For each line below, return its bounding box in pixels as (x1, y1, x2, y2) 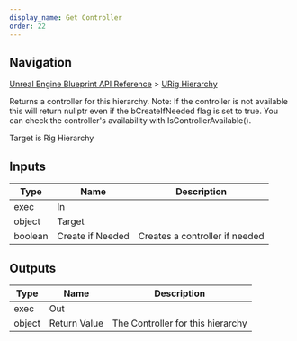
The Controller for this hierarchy (112, 317, 247, 329)
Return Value (49, 317, 103, 329)
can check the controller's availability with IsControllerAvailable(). (9, 115, 252, 126)
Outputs (9, 260, 57, 275)
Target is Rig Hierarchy (9, 132, 94, 144)
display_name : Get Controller (9, 13, 123, 22)
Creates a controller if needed (138, 230, 265, 243)
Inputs (9, 158, 47, 174)
